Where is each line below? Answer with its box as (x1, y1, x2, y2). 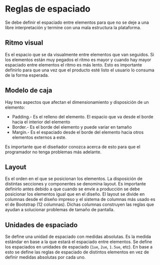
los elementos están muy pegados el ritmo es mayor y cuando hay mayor (5, 57, 151, 63)
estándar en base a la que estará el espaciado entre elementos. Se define (5, 239, 152, 245)
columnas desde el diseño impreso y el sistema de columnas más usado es (5, 197, 156, 202)
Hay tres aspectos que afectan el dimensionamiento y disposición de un (5, 99, 149, 105)
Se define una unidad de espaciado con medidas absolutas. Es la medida (5, 234, 151, 240)
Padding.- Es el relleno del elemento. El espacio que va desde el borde (12, 114, 154, 119)
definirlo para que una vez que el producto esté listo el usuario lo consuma (5, 67, 155, 73)
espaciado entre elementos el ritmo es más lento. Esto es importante (5, 62, 142, 67)
